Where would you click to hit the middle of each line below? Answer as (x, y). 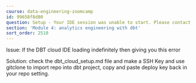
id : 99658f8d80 (25, 17)
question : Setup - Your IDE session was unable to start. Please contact (99, 22)
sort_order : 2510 (27, 33)
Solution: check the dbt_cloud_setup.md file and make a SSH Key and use (96, 61)
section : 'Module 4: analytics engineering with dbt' (74, 28)
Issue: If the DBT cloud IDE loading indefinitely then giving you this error (93, 50)
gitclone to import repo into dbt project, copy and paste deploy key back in (97, 67)
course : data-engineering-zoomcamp (50, 11)
